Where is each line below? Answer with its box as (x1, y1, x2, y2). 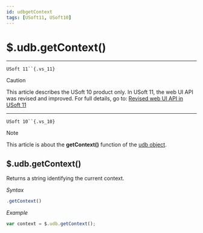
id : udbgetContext (6, 8, 53, 15)
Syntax (6, 186, 24, 194)
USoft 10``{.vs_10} (6, 119, 56, 125)
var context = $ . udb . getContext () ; (6, 221, 96, 227)
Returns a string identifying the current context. (6, 175, 125, 182)
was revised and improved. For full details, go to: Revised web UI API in (6, 95, 183, 102)
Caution (6, 77, 26, 84)
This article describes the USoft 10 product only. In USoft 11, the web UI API (6, 88, 193, 96)
